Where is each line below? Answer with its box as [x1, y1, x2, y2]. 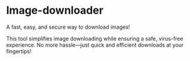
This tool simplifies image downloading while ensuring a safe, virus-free [6, 35, 183, 42]
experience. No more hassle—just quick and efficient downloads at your [6, 41, 184, 48]
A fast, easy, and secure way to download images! [6, 23, 130, 30]
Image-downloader [6, 4, 103, 17]
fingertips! [6, 47, 32, 54]
